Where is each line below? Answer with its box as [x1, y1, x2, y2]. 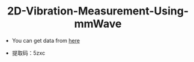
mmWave [74, 17, 122, 31]
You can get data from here [11, 37, 80, 44]
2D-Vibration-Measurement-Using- [7, 4, 189, 18]
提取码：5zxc [11, 49, 46, 57]
